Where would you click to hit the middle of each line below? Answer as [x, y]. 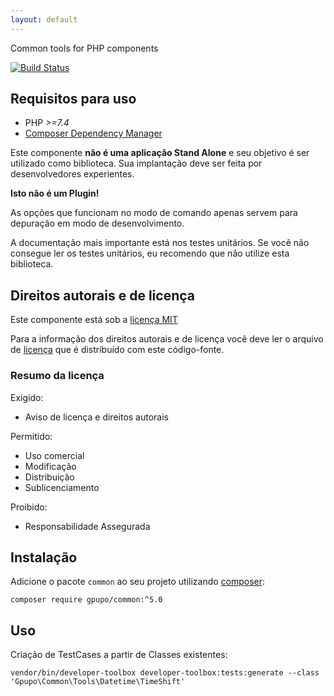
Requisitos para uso [73, 99]
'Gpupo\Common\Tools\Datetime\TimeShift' [98, 682]
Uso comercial [54, 455]
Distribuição [49, 477]
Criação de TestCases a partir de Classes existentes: [119, 655]
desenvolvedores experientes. [72, 174]
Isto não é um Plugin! [55, 193]
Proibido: [29, 507]
